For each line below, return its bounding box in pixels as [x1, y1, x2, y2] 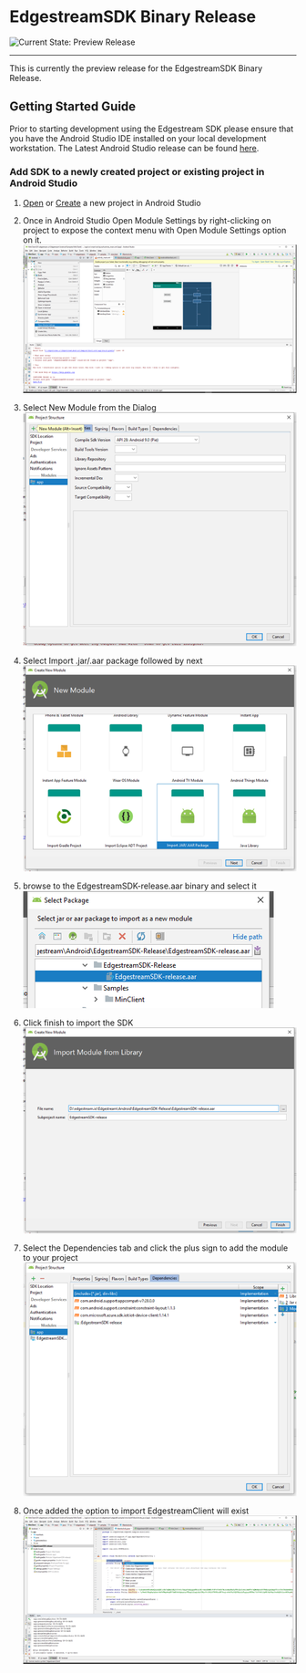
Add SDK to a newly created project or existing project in [9, 165, 265, 178]
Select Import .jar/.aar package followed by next [22, 655, 203, 667]
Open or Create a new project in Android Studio [22, 198, 202, 209]
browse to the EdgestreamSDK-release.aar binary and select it [22, 880, 257, 891]
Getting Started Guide [9, 99, 137, 115]
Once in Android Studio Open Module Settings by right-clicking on [22, 215, 271, 226]
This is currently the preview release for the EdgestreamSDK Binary [9, 62, 263, 74]
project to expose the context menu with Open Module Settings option [22, 225, 287, 236]
